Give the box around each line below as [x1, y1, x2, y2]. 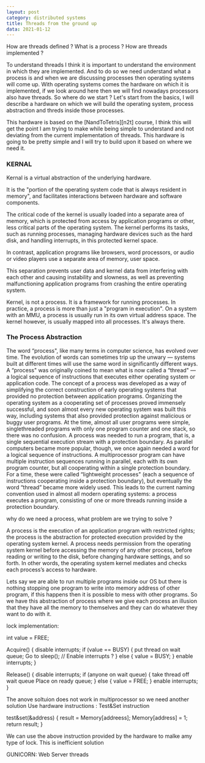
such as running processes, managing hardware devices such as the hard [6, 230, 193, 238]
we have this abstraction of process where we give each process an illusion [6, 597, 198, 604]
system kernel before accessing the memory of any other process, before [6, 546, 193, 554]
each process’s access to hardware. [6, 566, 98, 573]
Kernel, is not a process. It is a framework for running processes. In [6, 298, 176, 306]
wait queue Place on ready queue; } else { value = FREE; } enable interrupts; [6, 677, 198, 685]
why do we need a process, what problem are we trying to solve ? [6, 515, 173, 522]
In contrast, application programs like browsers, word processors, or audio [6, 249, 195, 256]
